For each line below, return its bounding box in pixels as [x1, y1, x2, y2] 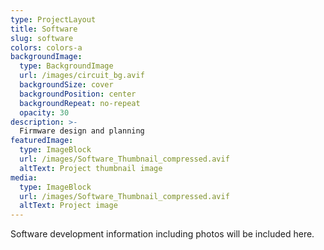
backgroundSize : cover [19, 80, 114, 90]
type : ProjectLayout [10, 14, 97, 25]
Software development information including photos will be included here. [10, 228, 315, 240]
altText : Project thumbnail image [19, 163, 163, 173]
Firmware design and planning [19, 126, 145, 136]
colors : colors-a [10, 42, 83, 53]
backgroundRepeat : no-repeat [19, 98, 141, 108]
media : [10, 172, 38, 183]
